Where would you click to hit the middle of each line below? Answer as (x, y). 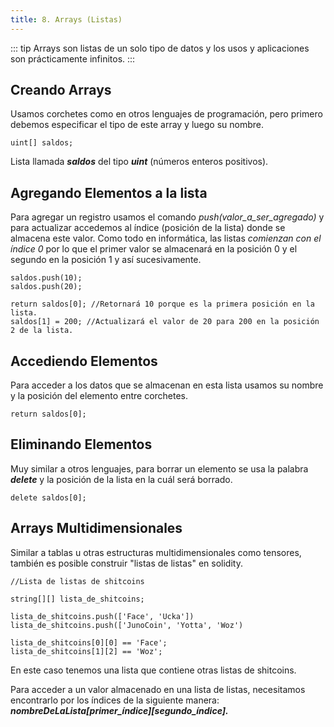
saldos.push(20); (46, 287)
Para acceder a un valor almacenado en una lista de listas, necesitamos (158, 689)
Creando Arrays (61, 90)
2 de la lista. (42, 331)
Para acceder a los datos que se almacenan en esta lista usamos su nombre (167, 385)
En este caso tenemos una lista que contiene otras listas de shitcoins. (153, 670)
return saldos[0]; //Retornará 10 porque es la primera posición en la (162, 304)
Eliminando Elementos (81, 444)
